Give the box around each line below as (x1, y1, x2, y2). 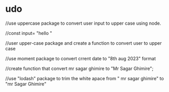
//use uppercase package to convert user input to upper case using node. (5, 20, 161, 26)
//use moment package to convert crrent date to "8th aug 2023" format (5, 55, 156, 62)
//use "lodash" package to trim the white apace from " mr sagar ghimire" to (5, 75, 164, 81)
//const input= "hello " (5, 30, 52, 36)
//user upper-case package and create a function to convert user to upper (5, 40, 162, 46)
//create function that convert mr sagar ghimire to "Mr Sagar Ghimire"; (5, 65, 154, 71)
